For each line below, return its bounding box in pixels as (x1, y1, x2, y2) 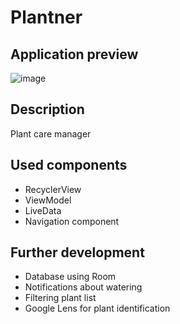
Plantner (10, 6, 83, 29)
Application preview (10, 46, 139, 63)
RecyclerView (24, 183, 82, 195)
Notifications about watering (24, 281, 143, 293)
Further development (10, 244, 145, 261)
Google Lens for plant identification (24, 302, 171, 315)
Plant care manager (10, 127, 92, 140)
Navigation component (24, 215, 120, 227)
